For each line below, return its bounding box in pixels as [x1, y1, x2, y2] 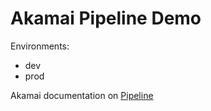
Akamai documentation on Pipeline [10, 89, 154, 101]
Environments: [10, 40, 70, 52]
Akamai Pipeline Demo [10, 7, 202, 30]
